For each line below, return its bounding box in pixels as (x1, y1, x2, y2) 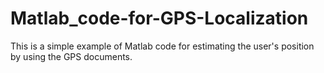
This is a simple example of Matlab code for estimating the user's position (10, 40, 315, 52)
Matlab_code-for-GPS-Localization (10, 7, 309, 30)
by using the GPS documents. (10, 50, 133, 62)
